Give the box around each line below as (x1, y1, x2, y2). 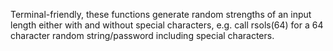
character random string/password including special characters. (10, 30, 275, 41)
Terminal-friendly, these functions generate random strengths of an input (10, 9, 312, 20)
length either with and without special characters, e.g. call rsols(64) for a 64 (10, 19, 324, 31)
